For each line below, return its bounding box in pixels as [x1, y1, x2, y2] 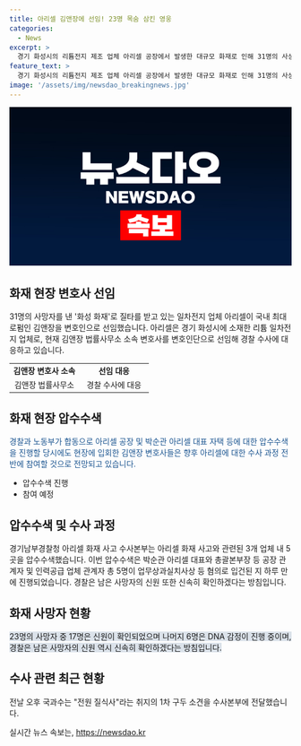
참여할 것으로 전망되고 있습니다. [25, 458, 136, 470]
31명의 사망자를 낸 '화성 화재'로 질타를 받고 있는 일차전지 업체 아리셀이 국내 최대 [9, 311, 288, 322]
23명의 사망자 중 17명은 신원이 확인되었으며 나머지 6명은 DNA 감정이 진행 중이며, [9, 631, 292, 641]
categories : [9, 23, 54, 33]
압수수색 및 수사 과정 [9, 517, 116, 533]
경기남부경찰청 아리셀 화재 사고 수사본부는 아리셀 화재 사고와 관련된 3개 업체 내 [9, 543, 284, 554]
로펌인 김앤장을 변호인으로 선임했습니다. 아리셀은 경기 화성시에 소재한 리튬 [9, 323, 268, 334]
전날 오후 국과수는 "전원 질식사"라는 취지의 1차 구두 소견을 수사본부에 [9, 696, 249, 707]
